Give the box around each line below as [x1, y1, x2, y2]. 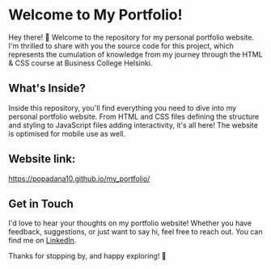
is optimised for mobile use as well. [8, 128, 125, 138]
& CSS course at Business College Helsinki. [8, 58, 153, 68]
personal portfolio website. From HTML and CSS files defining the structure [8, 111, 260, 121]
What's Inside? [8, 82, 87, 95]
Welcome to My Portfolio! [8, 6, 183, 24]
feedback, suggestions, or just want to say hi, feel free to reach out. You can [8, 227, 263, 237]
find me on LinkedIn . [8, 236, 77, 246]
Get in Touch [8, 196, 74, 211]
